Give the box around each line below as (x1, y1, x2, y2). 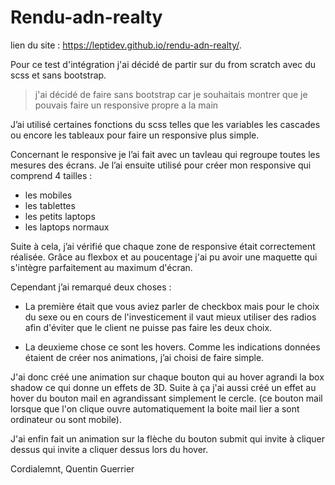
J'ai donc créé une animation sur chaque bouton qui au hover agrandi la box (10, 371, 325, 383)
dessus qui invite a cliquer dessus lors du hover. (10, 443, 209, 455)
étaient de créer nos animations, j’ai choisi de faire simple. (24, 351, 265, 363)
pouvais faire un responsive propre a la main (34, 99, 219, 111)
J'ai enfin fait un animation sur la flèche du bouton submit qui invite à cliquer (10, 432, 326, 445)
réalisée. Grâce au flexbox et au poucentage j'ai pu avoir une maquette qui (10, 251, 318, 263)
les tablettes (24, 199, 76, 211)
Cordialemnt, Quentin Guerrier (10, 462, 135, 475)
